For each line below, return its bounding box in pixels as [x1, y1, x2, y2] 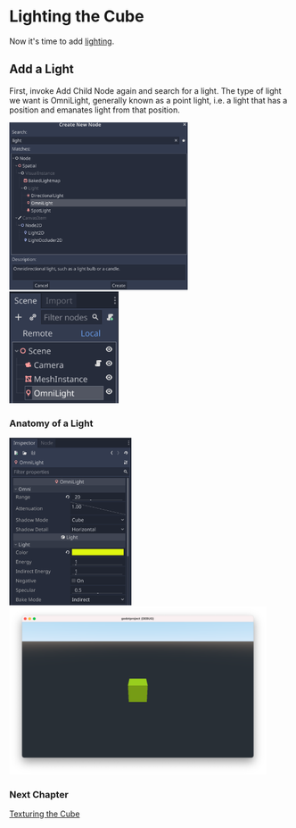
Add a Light [9, 62, 74, 77]
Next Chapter [9, 788, 69, 800]
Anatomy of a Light [9, 417, 94, 430]
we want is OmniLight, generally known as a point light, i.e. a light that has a [9, 95, 288, 105]
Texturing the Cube [9, 808, 80, 819]
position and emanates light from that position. [9, 105, 180, 115]
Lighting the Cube [9, 6, 144, 27]
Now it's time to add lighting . [9, 36, 115, 46]
